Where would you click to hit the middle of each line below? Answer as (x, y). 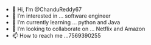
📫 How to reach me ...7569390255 (56, 36)
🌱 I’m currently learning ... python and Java (66, 22)
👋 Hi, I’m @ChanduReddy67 (47, 9)
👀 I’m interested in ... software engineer (61, 16)
